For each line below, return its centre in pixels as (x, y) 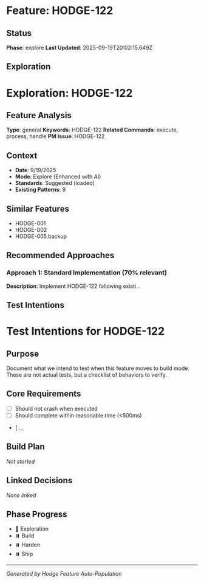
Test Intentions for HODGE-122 (86, 331)
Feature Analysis (39, 115)
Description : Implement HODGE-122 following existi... (73, 286)
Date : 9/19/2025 (36, 170)
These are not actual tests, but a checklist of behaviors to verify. (87, 375)
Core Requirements (44, 394)
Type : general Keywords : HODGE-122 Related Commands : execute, (92, 130)
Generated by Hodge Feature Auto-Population (64, 574)
